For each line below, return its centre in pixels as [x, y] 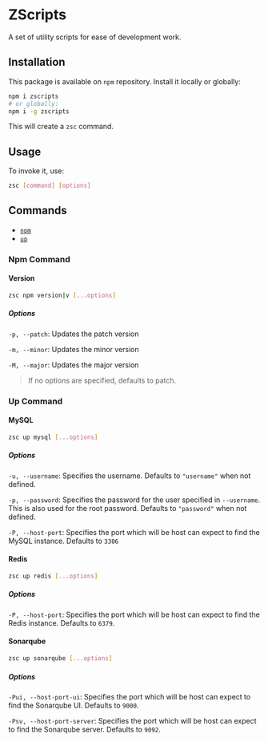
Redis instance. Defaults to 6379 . [62, 622]
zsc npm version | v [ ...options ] [62, 295]
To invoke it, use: [36, 171]
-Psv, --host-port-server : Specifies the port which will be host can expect [133, 720]
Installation [37, 62]
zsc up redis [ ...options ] [53, 576]
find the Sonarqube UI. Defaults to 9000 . [74, 705]
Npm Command [39, 259]
